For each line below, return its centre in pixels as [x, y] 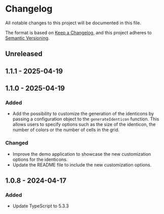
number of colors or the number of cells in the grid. [66, 130]
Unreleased [24, 54]
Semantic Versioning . [27, 38]
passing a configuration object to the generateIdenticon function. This [86, 119]
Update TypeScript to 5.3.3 [41, 206]
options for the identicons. [40, 159]
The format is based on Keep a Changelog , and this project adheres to [78, 32]
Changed [17, 143]
